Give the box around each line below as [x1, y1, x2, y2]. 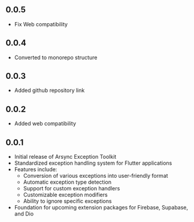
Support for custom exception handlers [23, 185, 120, 192]
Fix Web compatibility [14, 20, 68, 27]
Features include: [14, 166, 57, 173]
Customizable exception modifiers [23, 191, 108, 199]
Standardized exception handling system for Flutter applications [14, 159, 172, 166]
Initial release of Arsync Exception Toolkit [14, 153, 117, 161]
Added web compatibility [14, 120, 76, 127]
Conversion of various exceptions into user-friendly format [23, 172, 168, 180]
